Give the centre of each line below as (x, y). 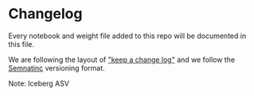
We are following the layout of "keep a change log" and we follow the (122, 60)
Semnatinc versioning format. (57, 67)
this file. (21, 44)
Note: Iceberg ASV (39, 83)
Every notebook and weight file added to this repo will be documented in (127, 36)
